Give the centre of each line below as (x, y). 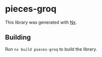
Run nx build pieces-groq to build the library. (51, 49)
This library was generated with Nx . (41, 22)
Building (18, 37)
